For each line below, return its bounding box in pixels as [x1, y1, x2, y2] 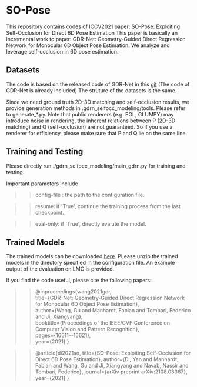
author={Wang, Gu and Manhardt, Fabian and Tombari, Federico [35, 307, 191, 314]
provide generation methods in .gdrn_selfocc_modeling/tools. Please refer [6, 104, 186, 112]
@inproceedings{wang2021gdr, [35, 288, 112, 295]
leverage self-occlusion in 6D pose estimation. [6, 48, 119, 55]
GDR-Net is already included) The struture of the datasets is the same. [6, 86, 177, 94]
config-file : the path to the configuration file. [35, 191, 145, 198]
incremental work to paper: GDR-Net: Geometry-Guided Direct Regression [6, 35, 186, 42]
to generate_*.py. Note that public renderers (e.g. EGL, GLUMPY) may [6, 111, 174, 118]
